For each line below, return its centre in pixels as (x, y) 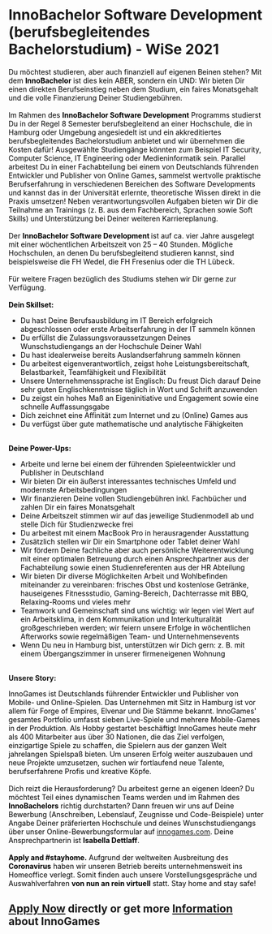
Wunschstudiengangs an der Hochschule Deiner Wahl (110, 346)
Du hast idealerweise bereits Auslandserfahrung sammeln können (130, 355)
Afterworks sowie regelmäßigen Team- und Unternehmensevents (130, 636)
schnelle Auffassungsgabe (65, 407)
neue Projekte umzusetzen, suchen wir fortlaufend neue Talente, (117, 762)
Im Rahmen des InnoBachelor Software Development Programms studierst (135, 114)
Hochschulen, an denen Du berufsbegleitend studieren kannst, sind (121, 252)
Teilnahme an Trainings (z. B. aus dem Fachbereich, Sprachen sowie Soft (131, 209)
